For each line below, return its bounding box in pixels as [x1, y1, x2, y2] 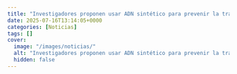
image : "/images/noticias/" [13, 43, 97, 50]
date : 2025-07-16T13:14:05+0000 [7, 17, 102, 24]
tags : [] [7, 30, 33, 37]
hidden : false [13, 56, 55, 63]
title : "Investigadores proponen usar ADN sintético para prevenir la [7, 10, 219, 18]
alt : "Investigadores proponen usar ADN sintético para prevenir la [13, 50, 219, 57]
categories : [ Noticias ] [7, 23, 78, 30]
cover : [7, 37, 27, 44]
